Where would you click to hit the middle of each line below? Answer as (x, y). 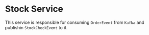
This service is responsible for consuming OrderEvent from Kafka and (75, 22)
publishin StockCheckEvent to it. (36, 27)
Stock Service (34, 9)
